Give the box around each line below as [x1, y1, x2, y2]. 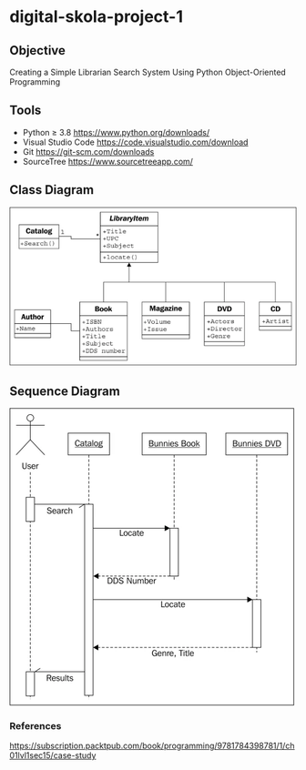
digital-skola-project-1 [9, 6, 184, 27]
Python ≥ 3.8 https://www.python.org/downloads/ [22, 127, 210, 137]
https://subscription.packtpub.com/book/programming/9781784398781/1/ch [9, 740, 295, 752]
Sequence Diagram [9, 383, 120, 399]
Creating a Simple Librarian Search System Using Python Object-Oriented [9, 66, 287, 77]
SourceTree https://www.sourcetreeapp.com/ [22, 156, 194, 167]
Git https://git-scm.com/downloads [22, 146, 155, 157]
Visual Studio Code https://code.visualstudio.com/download [22, 137, 249, 147]
